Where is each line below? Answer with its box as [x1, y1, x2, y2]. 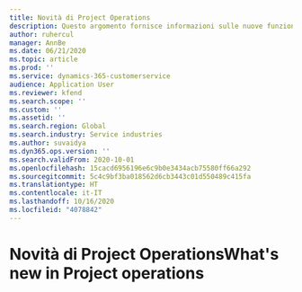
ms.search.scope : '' [9, 96, 87, 106]
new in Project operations [9, 262, 205, 283]
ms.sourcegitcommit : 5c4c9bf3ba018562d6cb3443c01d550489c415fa [9, 172, 252, 181]
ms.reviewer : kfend [9, 88, 83, 97]
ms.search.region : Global [9, 122, 106, 131]
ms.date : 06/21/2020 [9, 47, 87, 56]
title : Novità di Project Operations [9, 13, 151, 22]
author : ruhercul [9, 30, 75, 39]
